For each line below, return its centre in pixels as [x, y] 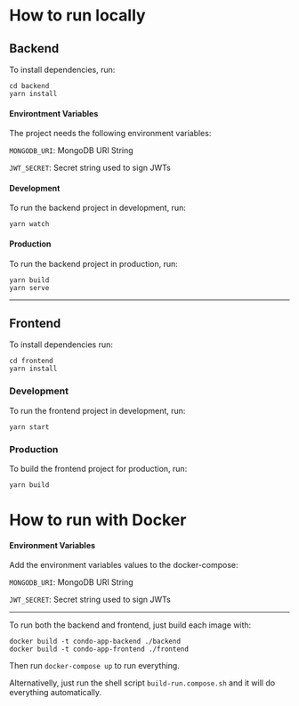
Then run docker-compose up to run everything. [94, 666]
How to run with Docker [98, 520]
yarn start [29, 427]
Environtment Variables [54, 113]
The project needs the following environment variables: [110, 134]
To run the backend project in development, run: [98, 208]
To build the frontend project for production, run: [98, 469]
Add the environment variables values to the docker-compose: [124, 565]
